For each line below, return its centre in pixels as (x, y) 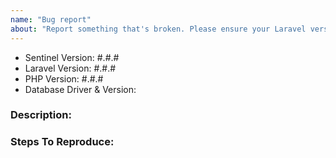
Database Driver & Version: (80, 89)
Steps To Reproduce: (62, 142)
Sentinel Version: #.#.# (72, 57)
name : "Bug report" (51, 19)
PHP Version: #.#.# (64, 78)
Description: (41, 115)
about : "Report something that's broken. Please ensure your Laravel (158, 29)
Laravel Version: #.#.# (70, 68)
